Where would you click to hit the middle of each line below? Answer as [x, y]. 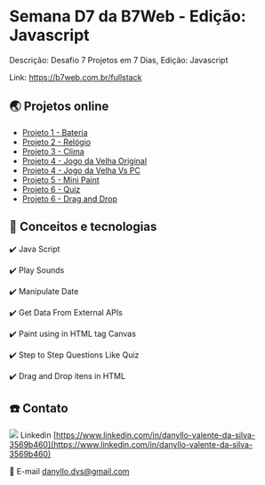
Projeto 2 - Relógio [56, 142]
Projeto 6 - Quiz [51, 189]
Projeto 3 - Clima [53, 151]
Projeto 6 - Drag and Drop [70, 199]
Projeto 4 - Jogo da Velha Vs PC [81, 170]
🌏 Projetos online [59, 107]
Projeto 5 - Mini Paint [60, 179]
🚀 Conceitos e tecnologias [83, 227]
